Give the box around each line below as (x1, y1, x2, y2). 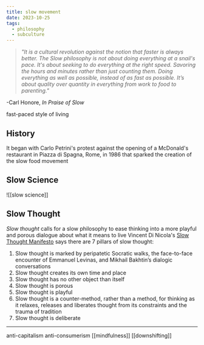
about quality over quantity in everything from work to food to (21, 80, 177, 88)
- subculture (12, 32, 45, 38)
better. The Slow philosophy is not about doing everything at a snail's (21, 55, 195, 62)
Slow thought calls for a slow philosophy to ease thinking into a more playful (6, 225, 197, 232)
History (6, 128, 35, 139)
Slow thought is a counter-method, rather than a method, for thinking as (15, 294, 195, 302)
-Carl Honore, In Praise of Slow (6, 99, 84, 106)
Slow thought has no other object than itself (15, 275, 125, 283)
